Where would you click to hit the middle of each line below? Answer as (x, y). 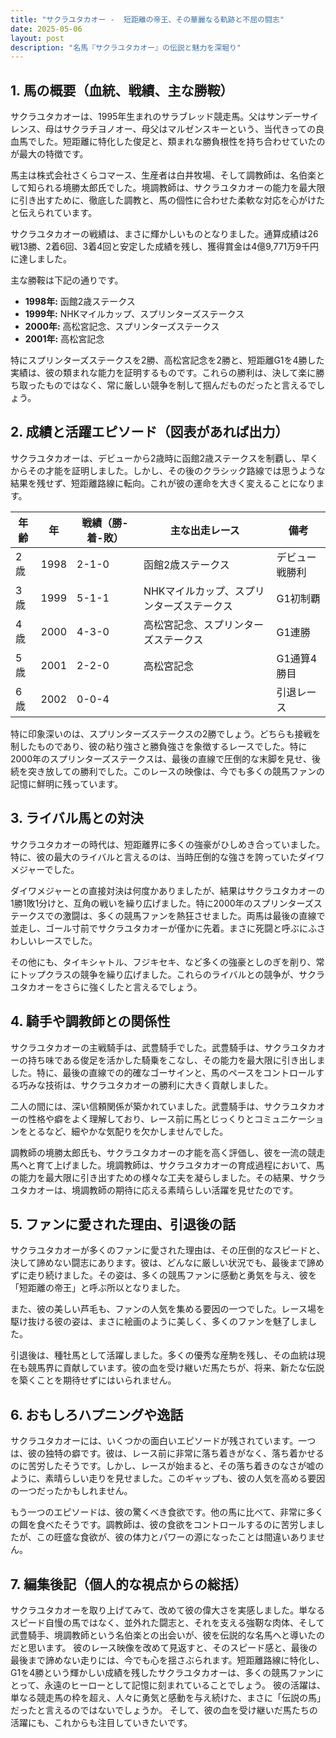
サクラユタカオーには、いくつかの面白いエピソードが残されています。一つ (163, 1441)
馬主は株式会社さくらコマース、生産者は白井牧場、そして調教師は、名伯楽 (163, 175)
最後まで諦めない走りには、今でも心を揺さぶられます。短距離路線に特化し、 (167, 1660)
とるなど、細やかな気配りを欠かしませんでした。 (128, 1131)
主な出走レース (204, 530)
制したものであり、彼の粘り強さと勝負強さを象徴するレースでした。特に (159, 746)
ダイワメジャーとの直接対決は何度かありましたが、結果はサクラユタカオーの (167, 890)
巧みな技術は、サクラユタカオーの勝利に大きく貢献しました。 (145, 1085)
